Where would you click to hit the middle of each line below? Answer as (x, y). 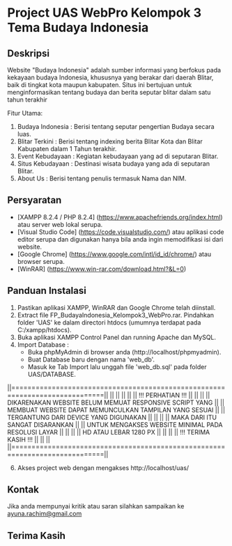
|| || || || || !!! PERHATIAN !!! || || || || (160, 395)
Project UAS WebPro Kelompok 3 (105, 13)
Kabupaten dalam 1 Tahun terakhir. (67, 149)
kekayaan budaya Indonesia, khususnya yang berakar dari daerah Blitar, (110, 77)
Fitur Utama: (25, 113)
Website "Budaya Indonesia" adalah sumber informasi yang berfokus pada (114, 70)
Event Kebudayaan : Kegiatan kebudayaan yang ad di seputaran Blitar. (118, 156)
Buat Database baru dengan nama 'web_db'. (91, 359)
